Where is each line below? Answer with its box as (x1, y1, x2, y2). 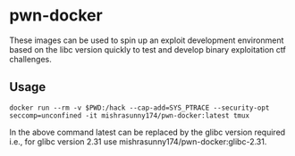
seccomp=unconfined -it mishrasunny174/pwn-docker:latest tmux (9, 111, 250, 120)
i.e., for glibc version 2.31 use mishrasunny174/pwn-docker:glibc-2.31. (9, 135, 267, 147)
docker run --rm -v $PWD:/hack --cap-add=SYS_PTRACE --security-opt (9, 103, 270, 112)
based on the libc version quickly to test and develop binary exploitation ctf (9, 44, 286, 54)
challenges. (9, 53, 52, 64)
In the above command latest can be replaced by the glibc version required (9, 127, 286, 137)
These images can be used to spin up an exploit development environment (9, 35, 284, 45)
